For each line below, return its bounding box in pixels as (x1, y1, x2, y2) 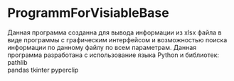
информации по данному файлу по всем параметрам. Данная (7, 43, 197, 51)
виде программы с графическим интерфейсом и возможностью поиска (7, 35, 228, 44)
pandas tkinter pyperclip (7, 66, 79, 74)
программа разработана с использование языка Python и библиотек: (7, 51, 219, 59)
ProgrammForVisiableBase (7, 5, 169, 21)
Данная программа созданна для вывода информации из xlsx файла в (7, 28, 222, 37)
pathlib (7, 58, 28, 66)
